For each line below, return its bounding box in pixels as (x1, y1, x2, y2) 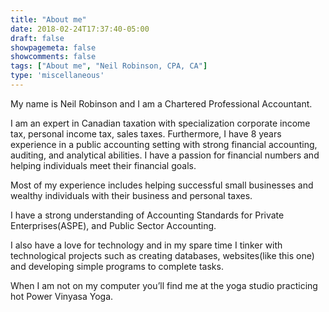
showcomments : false (10, 52, 97, 62)
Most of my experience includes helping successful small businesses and (10, 179, 314, 191)
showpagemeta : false (10, 42, 97, 53)
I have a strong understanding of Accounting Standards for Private (10, 209, 285, 221)
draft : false (10, 33, 65, 43)
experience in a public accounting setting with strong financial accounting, (10, 138, 318, 150)
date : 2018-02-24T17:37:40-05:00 (10, 24, 150, 34)
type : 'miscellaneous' (10, 71, 105, 81)
